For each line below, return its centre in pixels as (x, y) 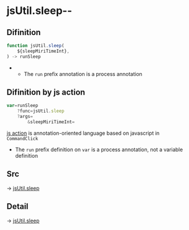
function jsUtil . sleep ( (36, 46)
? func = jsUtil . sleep (41, 111)
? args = (25, 117)
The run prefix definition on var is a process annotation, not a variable (99, 149)
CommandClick (22, 138)
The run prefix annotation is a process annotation (83, 74)
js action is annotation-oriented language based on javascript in (83, 133)
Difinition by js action (46, 93)
